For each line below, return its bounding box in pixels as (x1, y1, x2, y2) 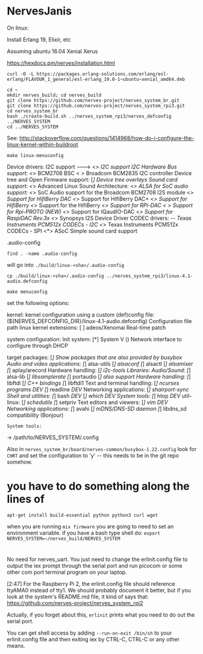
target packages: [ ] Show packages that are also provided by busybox (7, 353, 183, 361)
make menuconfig (7, 289, 48, 295)
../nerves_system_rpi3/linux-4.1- (106, 273, 193, 279)
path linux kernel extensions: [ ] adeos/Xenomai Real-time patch (7, 324, 166, 331)
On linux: (7, 24, 29, 31)
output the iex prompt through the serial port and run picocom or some (7, 562, 183, 569)
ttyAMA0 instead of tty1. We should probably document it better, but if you (7, 587, 192, 594)
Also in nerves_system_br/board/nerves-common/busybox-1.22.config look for (7, 445, 197, 452)
